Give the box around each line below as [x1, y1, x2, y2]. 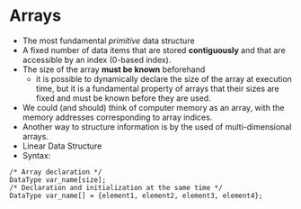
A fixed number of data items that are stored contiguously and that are [22, 44, 286, 55]
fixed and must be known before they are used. [35, 92, 211, 104]
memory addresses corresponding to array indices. [22, 112, 213, 123]
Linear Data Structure [22, 141, 102, 151]
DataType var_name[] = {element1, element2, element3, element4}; [9, 191, 263, 200]
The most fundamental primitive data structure [22, 35, 195, 46]
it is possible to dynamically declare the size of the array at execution [35, 73, 292, 84]
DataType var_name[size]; [9, 175, 106, 185]
